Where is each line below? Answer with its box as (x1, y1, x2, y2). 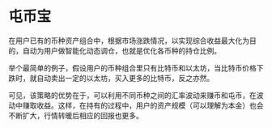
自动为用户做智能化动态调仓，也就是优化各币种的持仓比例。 (22, 45, 221, 55)
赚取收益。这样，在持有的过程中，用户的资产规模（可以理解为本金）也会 (22, 100, 264, 110)
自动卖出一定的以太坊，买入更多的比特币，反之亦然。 (36, 73, 215, 83)
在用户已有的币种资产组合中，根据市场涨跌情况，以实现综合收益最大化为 (8, 36, 249, 45)
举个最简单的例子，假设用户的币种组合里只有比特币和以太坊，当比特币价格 (8, 62, 257, 73)
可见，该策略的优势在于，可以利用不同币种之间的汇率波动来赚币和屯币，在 (8, 90, 257, 100)
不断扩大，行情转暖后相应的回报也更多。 (8, 110, 143, 120)
